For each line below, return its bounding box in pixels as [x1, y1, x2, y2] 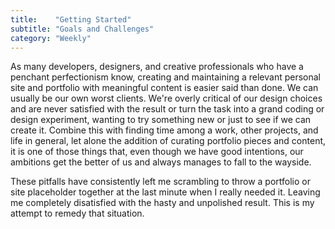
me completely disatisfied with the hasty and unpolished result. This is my [10, 197, 315, 209]
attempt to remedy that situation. [10, 207, 145, 220]
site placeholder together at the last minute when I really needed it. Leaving [10, 186, 321, 198]
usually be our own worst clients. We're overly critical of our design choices [10, 92, 323, 105]
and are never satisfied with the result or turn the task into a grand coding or [10, 103, 325, 115]
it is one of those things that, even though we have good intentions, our [10, 146, 304, 158]
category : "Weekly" [10, 33, 92, 43]
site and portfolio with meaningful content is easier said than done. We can [10, 82, 319, 94]
